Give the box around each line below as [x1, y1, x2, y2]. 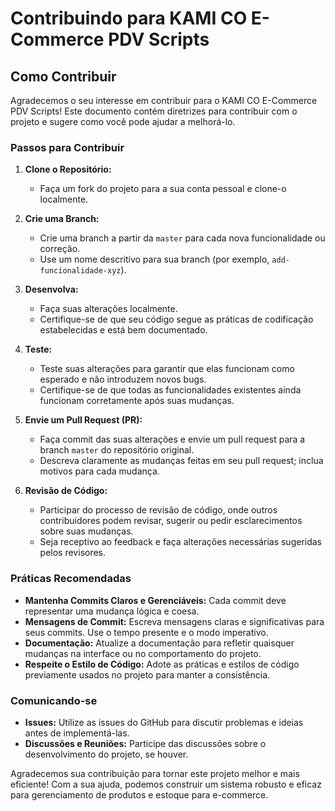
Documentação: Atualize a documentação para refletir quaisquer [24, 637, 295, 649]
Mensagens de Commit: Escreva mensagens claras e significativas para [24, 615, 325, 627]
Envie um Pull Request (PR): [24, 414, 143, 426]
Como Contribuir [10, 68, 117, 85]
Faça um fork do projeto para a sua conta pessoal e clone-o [39, 183, 287, 195]
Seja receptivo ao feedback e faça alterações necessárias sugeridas [39, 536, 322, 548]
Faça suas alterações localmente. [39, 303, 178, 315]
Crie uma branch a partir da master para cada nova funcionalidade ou [39, 232, 326, 244]
